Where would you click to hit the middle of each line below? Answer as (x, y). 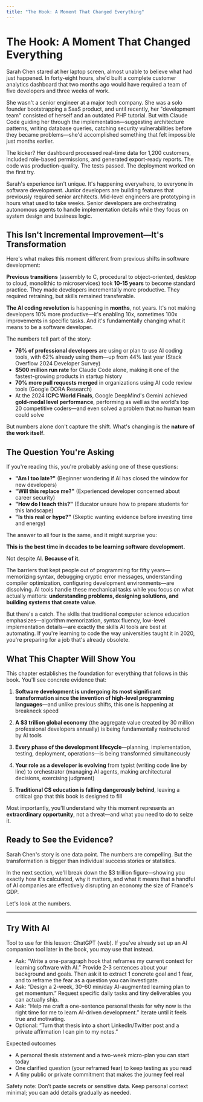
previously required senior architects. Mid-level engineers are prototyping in (101, 197)
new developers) (36, 485)
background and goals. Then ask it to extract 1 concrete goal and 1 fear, (104, 974)
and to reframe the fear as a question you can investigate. (87, 980)
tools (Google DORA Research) (53, 389)
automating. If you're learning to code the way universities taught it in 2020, (101, 633)
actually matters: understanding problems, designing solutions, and (93, 596)
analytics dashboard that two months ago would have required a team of (97, 84)
